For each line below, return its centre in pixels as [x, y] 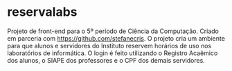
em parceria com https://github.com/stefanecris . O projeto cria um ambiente [116, 38]
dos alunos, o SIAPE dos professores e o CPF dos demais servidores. [106, 60]
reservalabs [42, 12]
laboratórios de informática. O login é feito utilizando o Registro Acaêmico [113, 53]
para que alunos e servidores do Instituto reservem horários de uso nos [109, 45]
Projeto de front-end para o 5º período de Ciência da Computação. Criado [113, 31]
